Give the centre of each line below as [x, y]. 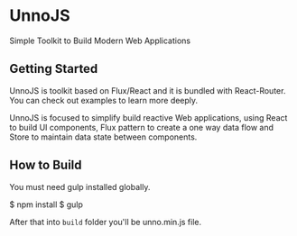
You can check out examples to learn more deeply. [104, 100]
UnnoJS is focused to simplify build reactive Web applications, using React [148, 117]
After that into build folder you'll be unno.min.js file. [106, 222]
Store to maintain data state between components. [103, 137]
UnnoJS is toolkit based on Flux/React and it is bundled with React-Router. [148, 90]
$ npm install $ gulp [46, 204]
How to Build [46, 165]
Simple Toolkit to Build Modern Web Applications [100, 41]
